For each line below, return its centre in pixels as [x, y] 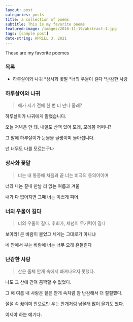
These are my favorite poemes [37, 53]
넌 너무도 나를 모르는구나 [30, 149]
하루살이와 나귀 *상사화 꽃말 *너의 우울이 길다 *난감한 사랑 [70, 79]
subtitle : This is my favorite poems [45, 24]
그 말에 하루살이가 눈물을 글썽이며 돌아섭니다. [50, 138]
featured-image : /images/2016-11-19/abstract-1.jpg [61, 29]
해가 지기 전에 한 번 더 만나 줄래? [50, 105]
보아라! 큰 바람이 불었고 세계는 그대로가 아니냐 [51, 234]
